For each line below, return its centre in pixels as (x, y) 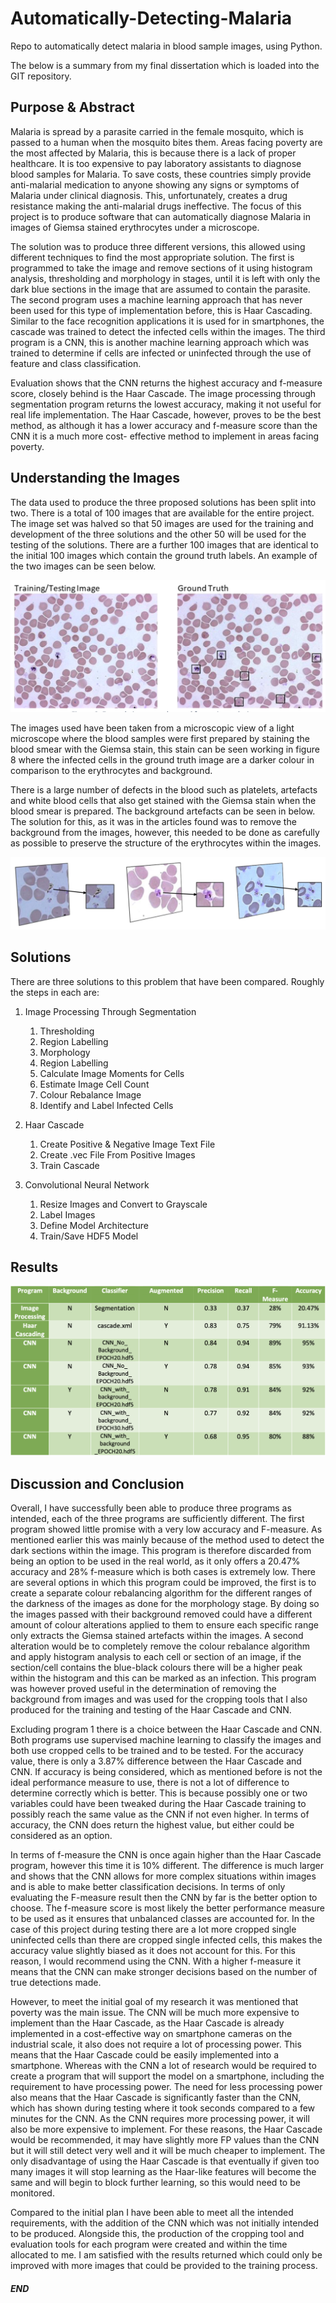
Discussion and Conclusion (97, 1484)
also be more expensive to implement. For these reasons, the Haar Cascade (166, 2129)
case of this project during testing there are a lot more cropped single (153, 1929)
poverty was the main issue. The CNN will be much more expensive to (155, 2013)
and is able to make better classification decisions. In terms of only (148, 1887)
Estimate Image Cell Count (94, 1084)
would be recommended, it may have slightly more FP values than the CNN (165, 2140)
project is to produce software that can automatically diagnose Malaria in (160, 216)
